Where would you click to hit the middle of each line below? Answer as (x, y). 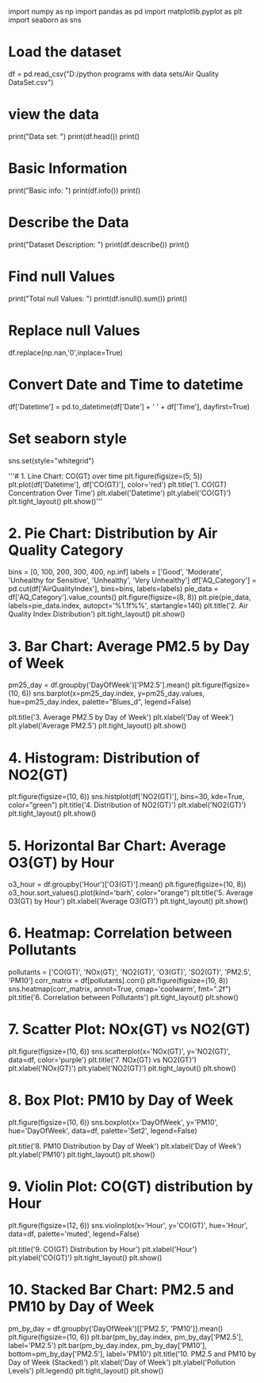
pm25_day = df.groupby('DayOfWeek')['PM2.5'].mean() (99, 685)
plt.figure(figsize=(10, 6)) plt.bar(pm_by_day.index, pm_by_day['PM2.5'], (126, 1337)
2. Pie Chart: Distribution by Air (113, 533)
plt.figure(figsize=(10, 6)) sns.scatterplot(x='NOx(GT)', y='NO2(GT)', (119, 1051)
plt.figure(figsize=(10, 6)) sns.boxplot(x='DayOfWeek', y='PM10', (113, 1123)
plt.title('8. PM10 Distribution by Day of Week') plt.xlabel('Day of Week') (125, 1147)
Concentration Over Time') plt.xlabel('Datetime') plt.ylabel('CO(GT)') (120, 493)
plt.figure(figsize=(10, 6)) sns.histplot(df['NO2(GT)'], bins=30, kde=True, (126, 797)
